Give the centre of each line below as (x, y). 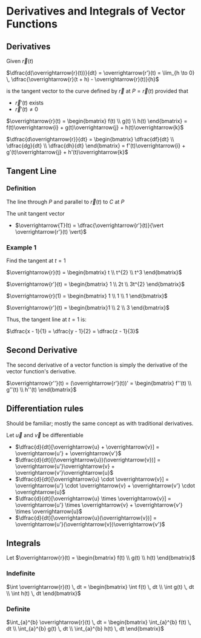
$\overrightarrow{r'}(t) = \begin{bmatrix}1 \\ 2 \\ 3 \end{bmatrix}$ (88, 307)
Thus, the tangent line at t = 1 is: (46, 319)
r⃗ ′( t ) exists (29, 103)
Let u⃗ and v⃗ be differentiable (45, 435)
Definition (21, 188)
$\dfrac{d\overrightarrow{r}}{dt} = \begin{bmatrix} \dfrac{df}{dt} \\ (90, 139)
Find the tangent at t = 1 (36, 260)
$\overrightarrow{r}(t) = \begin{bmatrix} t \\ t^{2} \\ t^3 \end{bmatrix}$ (94, 272)
